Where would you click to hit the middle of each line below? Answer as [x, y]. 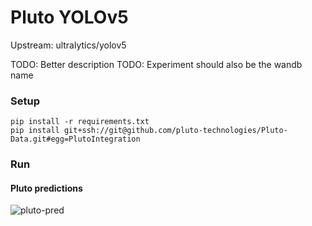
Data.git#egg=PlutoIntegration [75, 139]
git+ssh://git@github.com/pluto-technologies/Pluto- [175, 131]
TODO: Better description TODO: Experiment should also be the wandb [156, 64]
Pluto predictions [46, 188]
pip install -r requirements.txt [80, 122]
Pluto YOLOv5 [69, 17]
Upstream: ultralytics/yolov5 [68, 45]
